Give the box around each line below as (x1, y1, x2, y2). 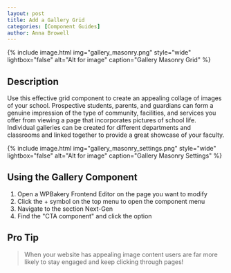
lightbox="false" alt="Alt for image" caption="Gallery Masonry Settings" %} (7, 151, 223, 160)
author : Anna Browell (7, 29, 70, 37)
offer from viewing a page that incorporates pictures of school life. (7, 116, 197, 124)
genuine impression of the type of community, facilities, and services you (7, 109, 216, 117)
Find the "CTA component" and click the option (17, 211, 152, 220)
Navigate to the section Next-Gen (17, 205, 113, 213)
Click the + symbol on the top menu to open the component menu (17, 197, 205, 205)
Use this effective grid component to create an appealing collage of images (7, 94, 222, 102)
